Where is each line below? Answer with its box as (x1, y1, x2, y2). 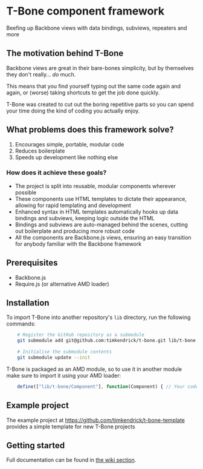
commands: (6, 320, 36, 327)
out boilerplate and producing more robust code (14, 227, 135, 234)
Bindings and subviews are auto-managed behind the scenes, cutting (14, 221, 188, 228)
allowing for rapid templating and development (14, 202, 132, 209)
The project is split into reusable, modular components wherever (14, 182, 176, 189)
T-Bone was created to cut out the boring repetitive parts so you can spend (6, 100, 195, 108)
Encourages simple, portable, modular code (14, 140, 124, 148)
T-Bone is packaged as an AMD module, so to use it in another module (6, 365, 182, 373)
